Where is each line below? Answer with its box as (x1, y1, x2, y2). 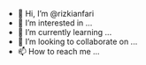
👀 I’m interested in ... (17, 18, 93, 28)
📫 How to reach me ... (17, 47, 100, 56)
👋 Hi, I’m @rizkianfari (17, 9, 95, 18)
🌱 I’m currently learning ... (17, 27, 112, 37)
